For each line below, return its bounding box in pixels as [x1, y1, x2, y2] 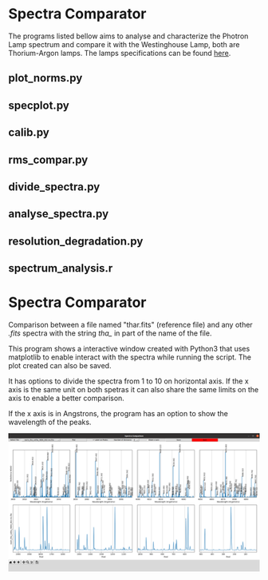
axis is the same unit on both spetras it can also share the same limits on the [8, 385, 259, 394]
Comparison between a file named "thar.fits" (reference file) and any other [8, 320, 253, 329]
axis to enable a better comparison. [8, 393, 125, 403]
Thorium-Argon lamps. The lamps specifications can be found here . [8, 48, 231, 58]
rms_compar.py [8, 153, 89, 166]
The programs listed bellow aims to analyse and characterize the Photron [8, 31, 249, 41]
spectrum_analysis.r [8, 261, 113, 276]
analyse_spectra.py [8, 207, 109, 220]
